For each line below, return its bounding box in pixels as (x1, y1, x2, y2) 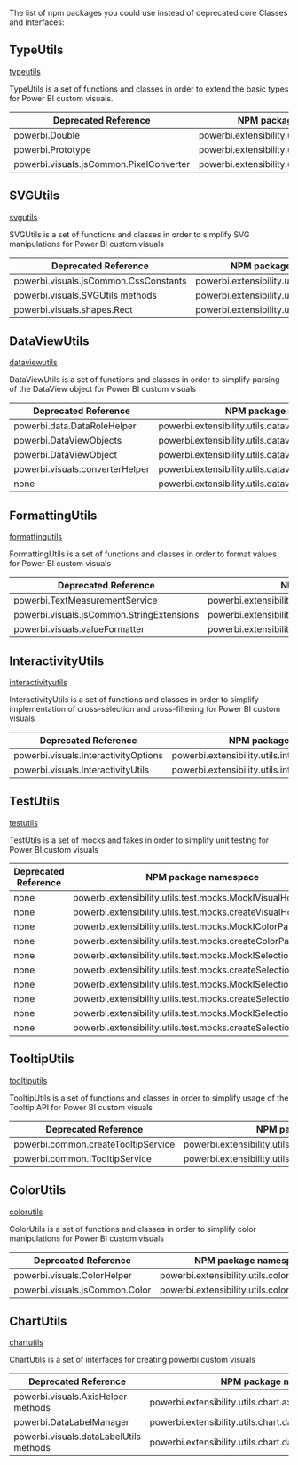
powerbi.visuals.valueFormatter (13, 623, 145, 636)
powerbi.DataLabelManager (13, 1416, 130, 1429)
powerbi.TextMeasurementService (13, 595, 158, 607)
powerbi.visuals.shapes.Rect (13, 303, 133, 316)
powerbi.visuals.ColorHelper (13, 1269, 133, 1281)
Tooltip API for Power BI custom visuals (9, 1101, 153, 1112)
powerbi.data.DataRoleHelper (13, 420, 137, 432)
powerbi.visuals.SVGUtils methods (13, 289, 158, 301)
